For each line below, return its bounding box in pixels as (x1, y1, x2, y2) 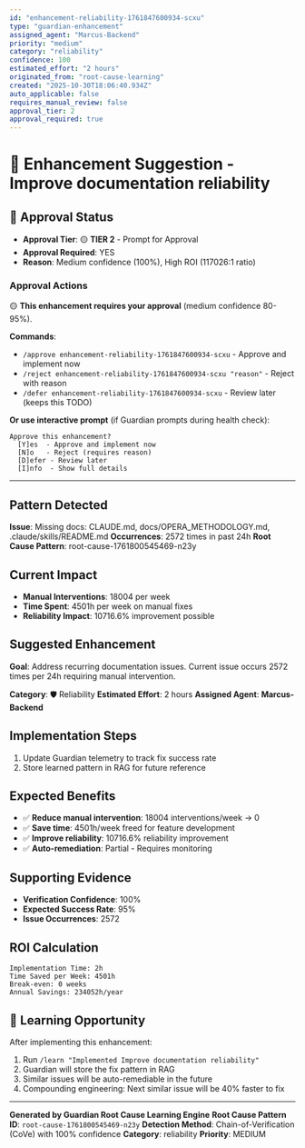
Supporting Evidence (9, 870, 132, 885)
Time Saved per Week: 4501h (9, 972, 116, 982)
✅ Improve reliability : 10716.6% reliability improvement (22, 833, 229, 844)
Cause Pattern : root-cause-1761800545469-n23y (9, 541, 197, 552)
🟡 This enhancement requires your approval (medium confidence (9, 301, 261, 312)
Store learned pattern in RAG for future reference (22, 762, 206, 773)
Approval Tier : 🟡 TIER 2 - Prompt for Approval (22, 234, 199, 245)
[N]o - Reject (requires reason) (17, 448, 152, 457)
